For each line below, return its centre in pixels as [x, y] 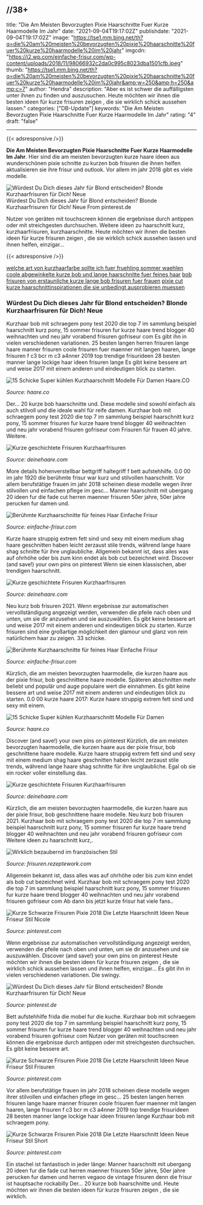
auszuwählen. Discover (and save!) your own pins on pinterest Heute [92, 956]
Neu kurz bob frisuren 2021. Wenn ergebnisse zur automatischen [88, 606]
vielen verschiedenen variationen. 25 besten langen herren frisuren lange [98, 343]
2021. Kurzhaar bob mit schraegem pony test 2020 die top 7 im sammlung [98, 821]
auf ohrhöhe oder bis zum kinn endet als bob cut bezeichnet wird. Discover [100, 558]
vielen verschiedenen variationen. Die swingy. [63, 975]
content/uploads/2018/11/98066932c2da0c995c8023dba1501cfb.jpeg [94, 63]
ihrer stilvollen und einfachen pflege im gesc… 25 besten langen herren [95, 1097]
